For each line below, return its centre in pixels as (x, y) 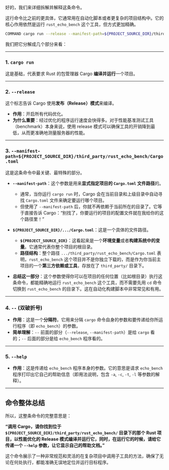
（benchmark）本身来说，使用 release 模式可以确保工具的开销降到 (81, 127)
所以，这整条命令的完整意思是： (38, 416)
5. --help (16, 356)
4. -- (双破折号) (24, 308)
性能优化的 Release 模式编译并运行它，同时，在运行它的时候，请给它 (90, 439)
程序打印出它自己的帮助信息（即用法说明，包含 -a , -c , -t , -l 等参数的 (84, 374)
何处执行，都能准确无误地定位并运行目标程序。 (62, 462)
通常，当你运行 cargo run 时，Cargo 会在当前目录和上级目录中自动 (89, 194)
